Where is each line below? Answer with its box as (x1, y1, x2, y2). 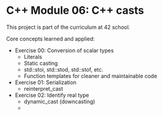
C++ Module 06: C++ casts (6, 4, 144, 17)
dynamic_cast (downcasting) (23, 97, 95, 105)
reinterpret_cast (23, 85, 64, 92)
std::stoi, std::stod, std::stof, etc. (23, 66, 104, 73)
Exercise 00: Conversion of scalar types (14, 46, 114, 54)
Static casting (23, 60, 58, 67)
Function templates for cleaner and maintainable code (23, 72, 158, 79)
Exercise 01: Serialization (14, 79, 77, 86)
